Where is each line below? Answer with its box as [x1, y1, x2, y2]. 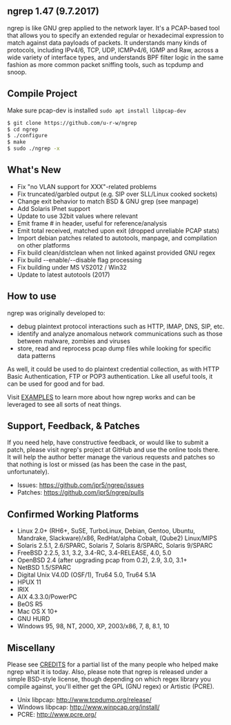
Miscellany [7, 642, 55, 654]
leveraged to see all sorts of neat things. [7, 400, 122, 408]
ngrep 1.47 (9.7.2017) [7, 6, 100, 17]
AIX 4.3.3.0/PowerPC [17, 593, 77, 601]
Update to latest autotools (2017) [17, 270, 110, 279]
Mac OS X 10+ [17, 607, 59, 616]
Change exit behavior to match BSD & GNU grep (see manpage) [17, 197, 199, 206]
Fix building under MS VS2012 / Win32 [17, 263, 128, 271]
